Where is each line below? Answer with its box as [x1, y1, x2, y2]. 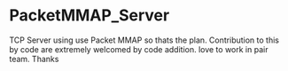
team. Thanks [9, 53, 59, 64]
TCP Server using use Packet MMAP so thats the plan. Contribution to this [9, 35, 279, 45]
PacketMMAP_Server [9, 5, 170, 26]
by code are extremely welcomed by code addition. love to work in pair [9, 43, 269, 54]
